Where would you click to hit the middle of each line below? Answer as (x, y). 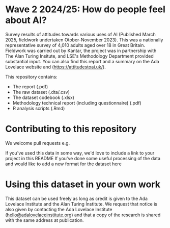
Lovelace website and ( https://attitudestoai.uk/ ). (55, 67)
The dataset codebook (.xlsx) (44, 97)
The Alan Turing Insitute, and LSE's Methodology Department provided (79, 56)
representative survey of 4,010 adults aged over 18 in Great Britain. (75, 45)
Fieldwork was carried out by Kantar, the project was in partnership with (81, 50)
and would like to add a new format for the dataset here (64, 164)
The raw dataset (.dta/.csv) (41, 92)
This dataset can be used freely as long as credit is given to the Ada (77, 198)
